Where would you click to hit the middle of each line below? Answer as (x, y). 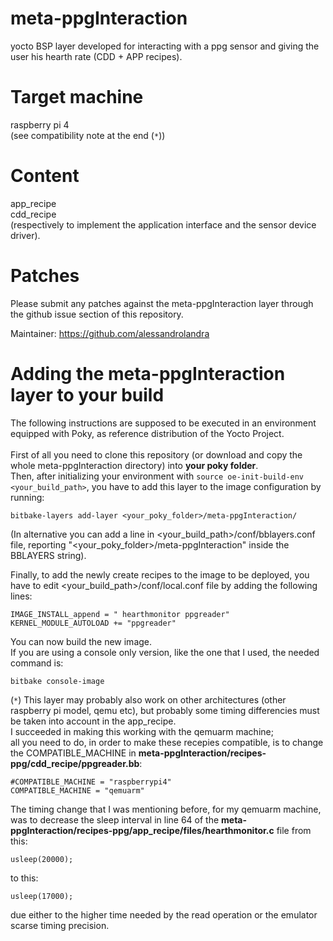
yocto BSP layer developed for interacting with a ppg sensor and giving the (165, 46)
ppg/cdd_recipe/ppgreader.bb (75, 763)
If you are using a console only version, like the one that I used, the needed (165, 652)
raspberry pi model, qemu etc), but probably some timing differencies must (165, 710)
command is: (37, 663)
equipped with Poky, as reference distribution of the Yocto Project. (147, 433)
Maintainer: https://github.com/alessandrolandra (110, 333)
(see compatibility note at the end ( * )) (88, 135)
